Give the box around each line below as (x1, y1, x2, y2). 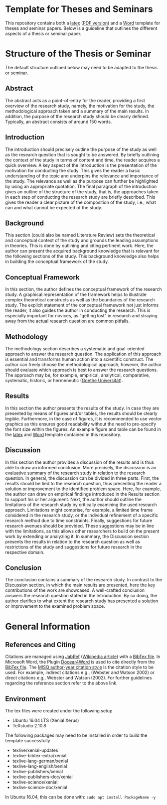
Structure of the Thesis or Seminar (5, 48, 152, 59)
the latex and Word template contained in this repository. (5, 431, 122, 437)
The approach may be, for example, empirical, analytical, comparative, (5, 372, 151, 378)
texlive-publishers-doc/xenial (12, 774, 73, 780)
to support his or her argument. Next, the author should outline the (5, 496, 142, 502)
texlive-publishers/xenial (12, 769, 63, 775)
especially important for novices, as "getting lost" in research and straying (5, 313, 158, 319)
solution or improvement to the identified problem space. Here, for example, (5, 486, 161, 492)
